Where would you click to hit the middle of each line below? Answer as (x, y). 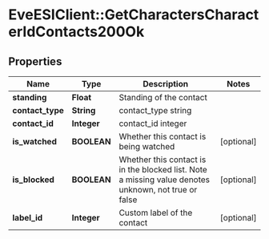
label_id (28, 218)
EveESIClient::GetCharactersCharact (134, 15)
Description (166, 84)
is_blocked (33, 180)
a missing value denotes (165, 180)
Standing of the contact (163, 97)
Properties (35, 61)
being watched (147, 146)
